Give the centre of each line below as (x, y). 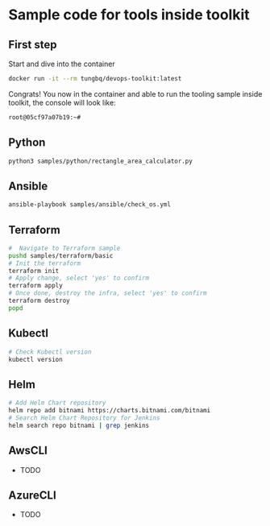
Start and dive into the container (62, 64)
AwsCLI (28, 451)
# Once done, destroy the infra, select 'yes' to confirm (108, 293)
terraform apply (35, 286)
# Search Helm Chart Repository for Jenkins (84, 418)
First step (33, 45)
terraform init (34, 271)
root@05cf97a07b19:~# (45, 117)
